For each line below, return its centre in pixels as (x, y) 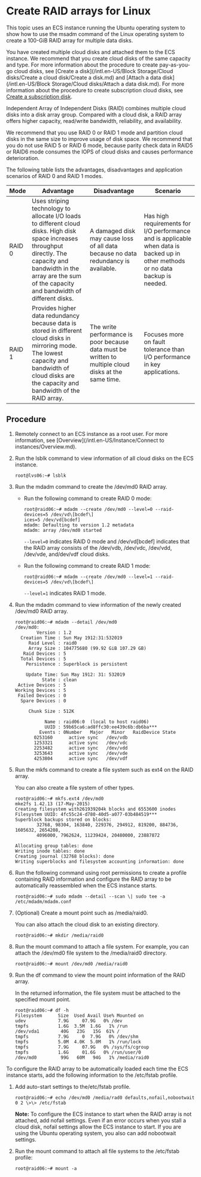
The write (103, 327)
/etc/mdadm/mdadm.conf (43, 901)
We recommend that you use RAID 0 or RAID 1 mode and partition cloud (95, 133)
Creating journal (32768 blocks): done (65, 856)
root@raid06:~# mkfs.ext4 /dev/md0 (59, 799)
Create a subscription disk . (39, 97)
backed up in (162, 253)
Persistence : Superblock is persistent (77, 664)
